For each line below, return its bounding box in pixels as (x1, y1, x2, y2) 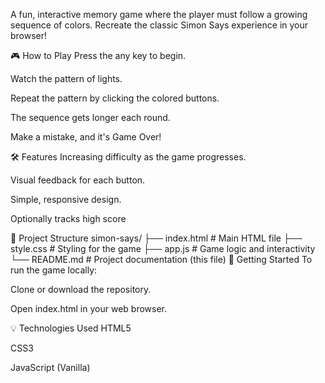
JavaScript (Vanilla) (10, 362, 91, 373)
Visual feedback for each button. (10, 174, 146, 186)
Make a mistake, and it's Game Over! (10, 131, 162, 143)
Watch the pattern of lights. (10, 73, 123, 84)
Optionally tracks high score (10, 213, 127, 224)
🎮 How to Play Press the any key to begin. (10, 50, 187, 61)
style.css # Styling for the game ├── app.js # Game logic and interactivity (10, 243, 316, 254)
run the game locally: (10, 264, 98, 276)
